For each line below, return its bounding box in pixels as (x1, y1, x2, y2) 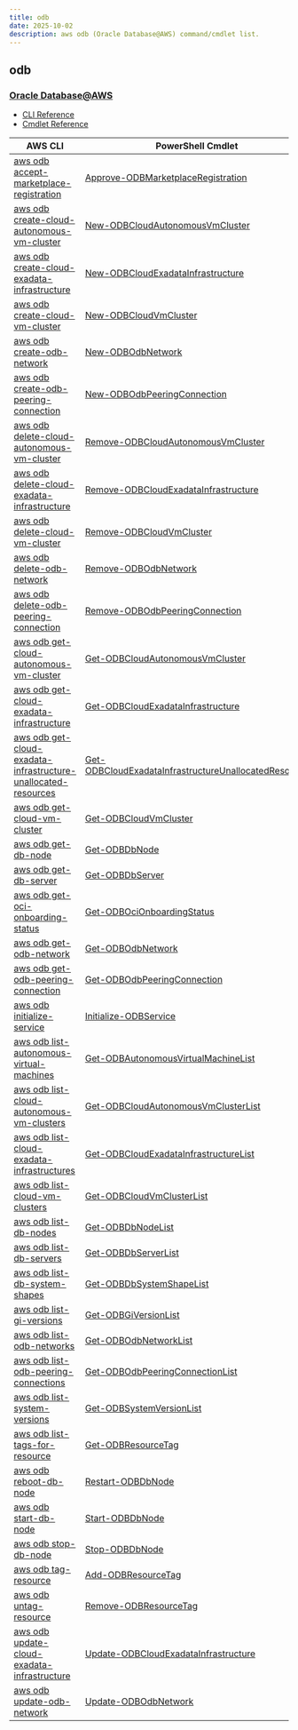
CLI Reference (21, 109, 75, 120)
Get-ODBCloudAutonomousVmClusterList (84, 1100, 262, 1112)
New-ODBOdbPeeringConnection (84, 388, 228, 401)
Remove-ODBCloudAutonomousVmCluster (84, 436, 265, 449)
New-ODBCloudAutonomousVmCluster (84, 219, 250, 232)
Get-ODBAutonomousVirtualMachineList (84, 1052, 255, 1064)
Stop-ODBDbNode (84, 1543, 164, 1556)
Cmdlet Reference (21, 119, 89, 130)
